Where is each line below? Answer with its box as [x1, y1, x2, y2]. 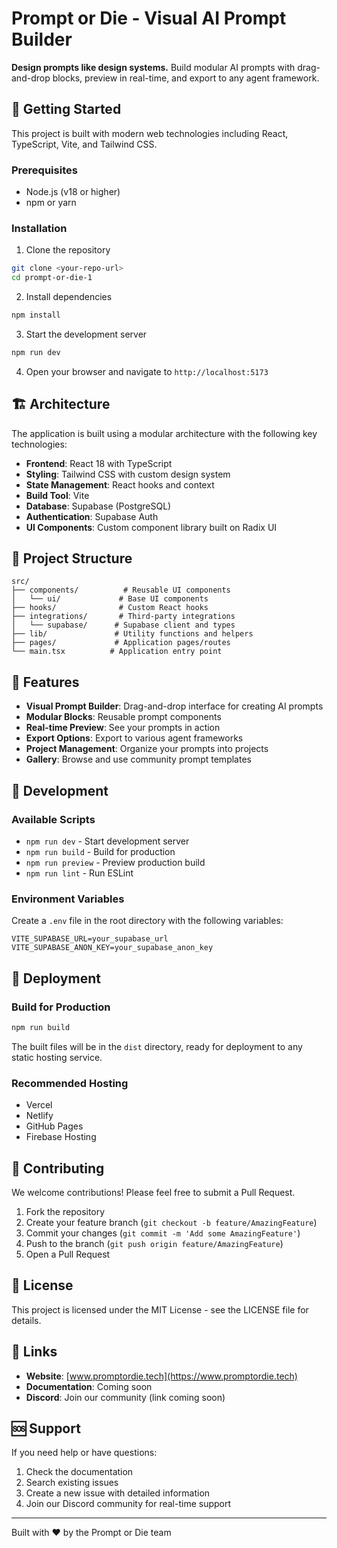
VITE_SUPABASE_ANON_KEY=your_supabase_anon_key [11, 943, 214, 953]
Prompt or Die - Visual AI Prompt [11, 7, 287, 30]
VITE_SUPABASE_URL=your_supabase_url [11, 934, 169, 944]
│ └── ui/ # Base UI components [11, 594, 209, 604]
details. [11, 1314, 42, 1326]
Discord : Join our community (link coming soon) [25, 1391, 226, 1403]
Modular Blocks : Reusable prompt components [25, 711, 222, 723]
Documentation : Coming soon [25, 1380, 153, 1392]
